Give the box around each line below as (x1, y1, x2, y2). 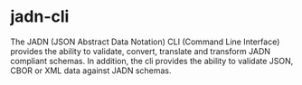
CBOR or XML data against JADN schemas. (10, 65, 172, 76)
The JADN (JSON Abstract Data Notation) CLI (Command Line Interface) (10, 36, 280, 47)
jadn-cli (10, 6, 70, 27)
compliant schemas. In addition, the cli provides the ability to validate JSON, (10, 55, 294, 66)
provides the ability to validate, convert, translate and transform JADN (10, 45, 270, 56)
